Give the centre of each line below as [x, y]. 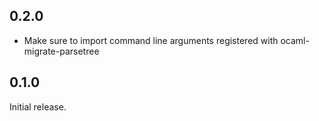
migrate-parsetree [61, 51]
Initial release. [38, 106]
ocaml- [295, 40]
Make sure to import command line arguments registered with [151, 40]
